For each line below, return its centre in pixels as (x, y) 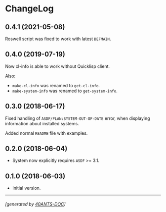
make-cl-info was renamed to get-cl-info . (56, 85)
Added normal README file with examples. (46, 133)
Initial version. (26, 188)
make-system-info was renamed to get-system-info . (65, 91)
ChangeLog (29, 9)
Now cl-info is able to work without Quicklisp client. (58, 66)
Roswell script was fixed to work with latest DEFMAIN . (58, 39)
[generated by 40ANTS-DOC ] (35, 204)
